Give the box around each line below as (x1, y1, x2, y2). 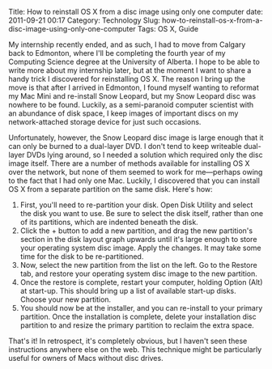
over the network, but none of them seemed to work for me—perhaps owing (8, 168, 263, 176)
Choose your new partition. (19, 295, 112, 304)
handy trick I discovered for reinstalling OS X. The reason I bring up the (8, 74, 246, 83)
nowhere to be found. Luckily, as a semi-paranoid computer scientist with (8, 100, 254, 109)
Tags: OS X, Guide (137, 24, 199, 33)
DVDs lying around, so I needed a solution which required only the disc (27, 150, 263, 159)
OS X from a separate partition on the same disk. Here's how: (8, 184, 213, 193)
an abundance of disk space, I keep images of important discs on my (8, 108, 239, 118)
